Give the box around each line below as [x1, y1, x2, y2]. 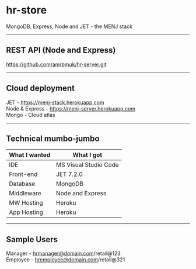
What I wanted [9, 151, 51, 159]
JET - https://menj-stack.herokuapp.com [6, 99, 104, 106]
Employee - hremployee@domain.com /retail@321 [6, 256, 125, 263]
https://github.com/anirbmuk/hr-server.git [6, 61, 107, 68]
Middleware [9, 189, 41, 198]
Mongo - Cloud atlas [6, 111, 55, 118]
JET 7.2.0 [55, 170, 83, 178]
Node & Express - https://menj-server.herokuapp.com [6, 105, 136, 112]
